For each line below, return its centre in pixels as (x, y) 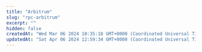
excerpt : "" (21, 23)
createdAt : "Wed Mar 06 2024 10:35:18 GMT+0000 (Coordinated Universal (98, 34)
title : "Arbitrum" (29, 12)
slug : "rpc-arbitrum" (33, 17)
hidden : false (24, 28)
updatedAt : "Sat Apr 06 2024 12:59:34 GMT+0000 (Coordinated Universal (98, 39)
